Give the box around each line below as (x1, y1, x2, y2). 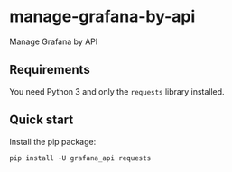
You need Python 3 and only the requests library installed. (9, 86, 225, 96)
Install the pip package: (9, 136, 97, 147)
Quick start (9, 113, 74, 128)
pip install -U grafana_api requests (9, 153, 152, 163)
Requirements (9, 62, 90, 77)
